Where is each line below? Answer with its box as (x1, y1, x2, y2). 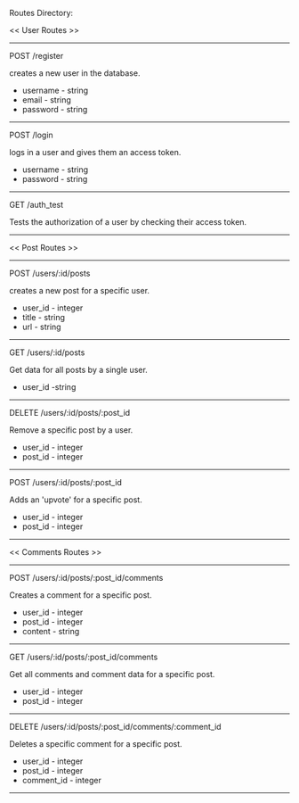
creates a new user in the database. (9, 68, 141, 79)
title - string (21, 312, 65, 322)
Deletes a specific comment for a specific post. (9, 739, 182, 749)
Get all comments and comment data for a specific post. (9, 669, 215, 679)
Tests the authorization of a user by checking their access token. (9, 217, 247, 227)
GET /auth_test (9, 200, 64, 210)
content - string (21, 626, 80, 636)
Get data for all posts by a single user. (9, 365, 149, 375)
